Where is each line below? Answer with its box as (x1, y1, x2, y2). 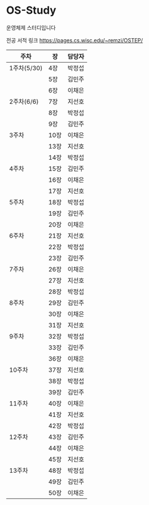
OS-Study (6, 4, 57, 17)
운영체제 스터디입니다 (6, 24, 56, 31)
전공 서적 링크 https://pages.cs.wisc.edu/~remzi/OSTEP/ (6, 36, 143, 44)
